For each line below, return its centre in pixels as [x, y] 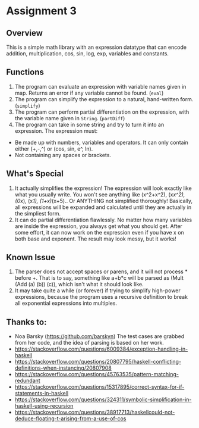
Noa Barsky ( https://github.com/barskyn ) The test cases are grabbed [99, 336]
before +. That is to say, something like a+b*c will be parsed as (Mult [99, 278]
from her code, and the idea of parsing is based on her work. [89, 343]
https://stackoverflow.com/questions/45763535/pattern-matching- [97, 374]
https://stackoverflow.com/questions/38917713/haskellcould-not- [95, 413]
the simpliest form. [38, 213]
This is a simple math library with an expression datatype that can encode [97, 47]
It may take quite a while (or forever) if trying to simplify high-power [98, 290]
